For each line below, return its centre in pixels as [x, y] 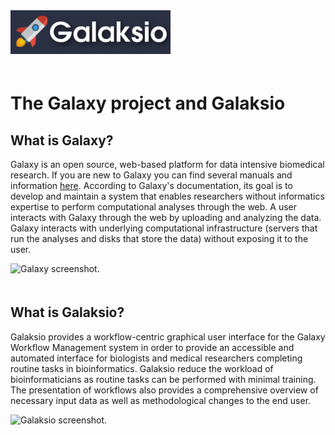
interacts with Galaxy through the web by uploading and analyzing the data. [166, 217]
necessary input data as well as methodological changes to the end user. [161, 400]
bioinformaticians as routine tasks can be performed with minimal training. [163, 379]
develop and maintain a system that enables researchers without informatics [167, 196]
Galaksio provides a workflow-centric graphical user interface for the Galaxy [168, 336]
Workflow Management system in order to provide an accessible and [152, 347]
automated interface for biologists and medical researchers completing [156, 358]
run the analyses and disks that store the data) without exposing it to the [159, 238]
